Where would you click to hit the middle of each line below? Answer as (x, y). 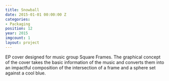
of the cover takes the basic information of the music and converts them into (85, 62)
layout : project (22, 43)
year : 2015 (17, 33)
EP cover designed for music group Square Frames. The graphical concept (83, 57)
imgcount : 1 (18, 38)
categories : (18, 19)
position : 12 (19, 29)
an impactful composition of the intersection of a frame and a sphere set (80, 67)
